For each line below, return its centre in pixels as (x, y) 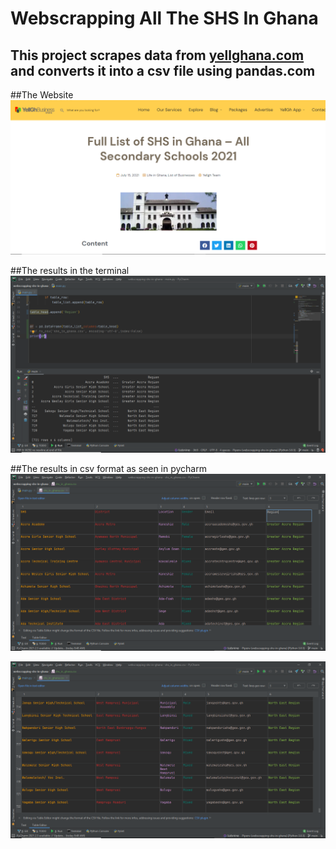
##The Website (42, 95)
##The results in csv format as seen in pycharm (108, 469)
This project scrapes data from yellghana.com (157, 55)
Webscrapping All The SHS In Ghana (164, 18)
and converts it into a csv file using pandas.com (163, 70)
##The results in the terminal (70, 271)
